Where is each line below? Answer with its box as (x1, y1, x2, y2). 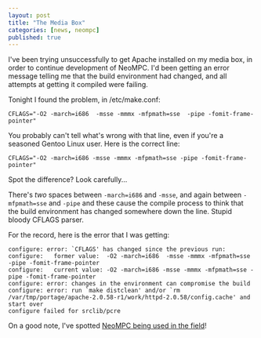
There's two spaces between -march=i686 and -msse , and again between (8, 190, 242, 200)
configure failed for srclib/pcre (8, 307, 121, 315)
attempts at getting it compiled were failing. (8, 80, 149, 89)
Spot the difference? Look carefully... (8, 175, 128, 184)
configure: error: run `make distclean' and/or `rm (8, 287, 180, 295)
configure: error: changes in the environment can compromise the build (8, 280, 251, 288)
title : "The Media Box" (8, 19, 86, 27)
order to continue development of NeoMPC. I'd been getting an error (8, 64, 230, 73)
